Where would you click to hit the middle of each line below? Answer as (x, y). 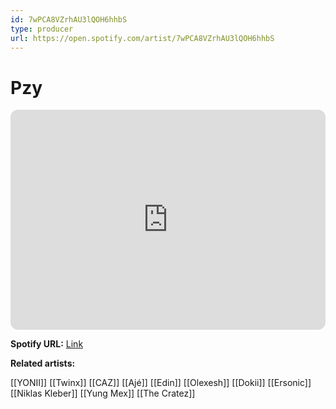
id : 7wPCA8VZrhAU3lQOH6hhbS (69, 19)
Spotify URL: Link (47, 344)
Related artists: (43, 363)
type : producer (42, 29)
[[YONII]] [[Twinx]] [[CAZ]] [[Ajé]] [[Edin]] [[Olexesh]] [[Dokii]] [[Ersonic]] (161, 383)
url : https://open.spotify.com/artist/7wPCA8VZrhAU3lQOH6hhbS (142, 38)
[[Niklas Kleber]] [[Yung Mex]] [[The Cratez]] (103, 393)
